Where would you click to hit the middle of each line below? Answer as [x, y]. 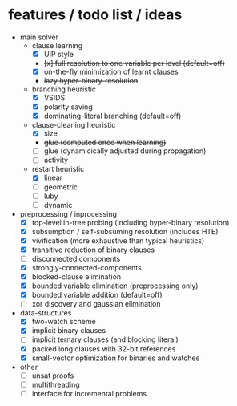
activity [56, 160]
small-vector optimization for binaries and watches [116, 358]
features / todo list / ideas [95, 15]
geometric [61, 187]
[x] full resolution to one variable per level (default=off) [135, 63]
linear [53, 177]
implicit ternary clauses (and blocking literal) [105, 339]
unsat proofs [53, 376]
